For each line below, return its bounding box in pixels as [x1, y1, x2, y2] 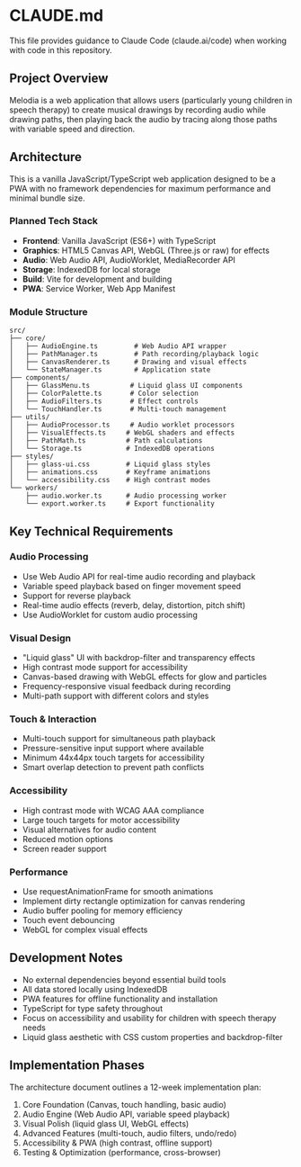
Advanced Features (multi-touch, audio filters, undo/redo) [22, 1127, 237, 1138]
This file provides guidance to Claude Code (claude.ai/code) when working [9, 35, 288, 46]
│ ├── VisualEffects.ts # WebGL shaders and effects [9, 428, 235, 437]
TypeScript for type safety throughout [22, 1002, 164, 1013]
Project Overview [9, 71, 109, 86]
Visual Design [9, 632, 72, 644]
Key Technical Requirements [9, 524, 173, 539]
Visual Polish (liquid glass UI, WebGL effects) [22, 1118, 190, 1129]
